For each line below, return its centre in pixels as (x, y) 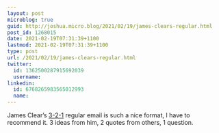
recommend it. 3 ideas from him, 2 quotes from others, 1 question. (100, 122)
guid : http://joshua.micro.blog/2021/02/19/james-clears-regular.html (110, 26)
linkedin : (21, 83)
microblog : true (30, 20)
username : (27, 77)
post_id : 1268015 (32, 32)
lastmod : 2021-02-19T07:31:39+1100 (58, 45)
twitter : (20, 64)
